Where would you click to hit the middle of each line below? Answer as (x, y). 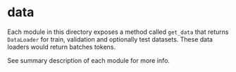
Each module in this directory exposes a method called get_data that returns (118, 32)
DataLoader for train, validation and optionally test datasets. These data (110, 39)
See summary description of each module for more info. (89, 60)
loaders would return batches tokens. (62, 47)
